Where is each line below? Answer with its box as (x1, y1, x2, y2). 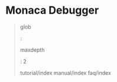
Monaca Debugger (5, 4, 99, 17)
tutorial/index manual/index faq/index (19, 69, 112, 76)
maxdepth (19, 46, 45, 53)
